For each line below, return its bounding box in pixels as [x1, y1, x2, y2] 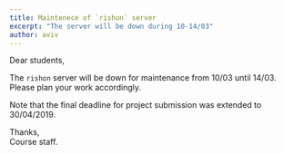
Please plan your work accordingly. [9, 82, 142, 93]
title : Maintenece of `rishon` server [9, 13, 157, 23]
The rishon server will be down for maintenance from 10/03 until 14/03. [9, 72, 277, 83]
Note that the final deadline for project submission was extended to [9, 100, 262, 111]
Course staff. [9, 137, 58, 148]
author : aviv [9, 30, 59, 39]
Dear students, [9, 55, 66, 66]
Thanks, [9, 127, 40, 138]
